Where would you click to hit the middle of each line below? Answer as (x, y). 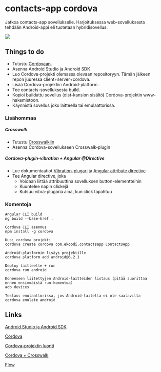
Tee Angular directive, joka (39, 176)
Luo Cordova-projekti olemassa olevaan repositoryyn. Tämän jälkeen (81, 74)
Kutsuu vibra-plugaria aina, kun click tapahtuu (66, 191)
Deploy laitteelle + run (30, 266)
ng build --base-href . (29, 218)
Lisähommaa (21, 118)
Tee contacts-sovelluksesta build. (46, 90)
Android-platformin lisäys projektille (46, 253)
